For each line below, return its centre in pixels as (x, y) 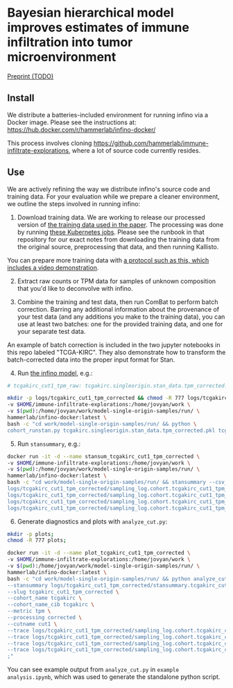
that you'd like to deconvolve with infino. (75, 288)
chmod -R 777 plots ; (37, 540)
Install (21, 98)
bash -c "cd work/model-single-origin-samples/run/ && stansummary (107, 483)
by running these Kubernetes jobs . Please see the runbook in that (111, 232)
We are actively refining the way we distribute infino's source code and (109, 189)
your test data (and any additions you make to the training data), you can (121, 317)
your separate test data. (51, 331)
